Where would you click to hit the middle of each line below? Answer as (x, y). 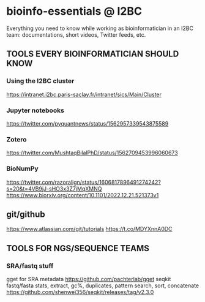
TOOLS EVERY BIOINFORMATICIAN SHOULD (93, 54)
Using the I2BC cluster (40, 81)
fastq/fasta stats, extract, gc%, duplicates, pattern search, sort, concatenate (103, 285)
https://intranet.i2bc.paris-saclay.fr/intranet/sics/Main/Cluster (84, 94)
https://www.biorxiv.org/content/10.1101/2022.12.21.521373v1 (83, 195)
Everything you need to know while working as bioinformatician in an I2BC (100, 28)
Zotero (17, 139)
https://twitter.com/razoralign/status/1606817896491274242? (84, 182)
